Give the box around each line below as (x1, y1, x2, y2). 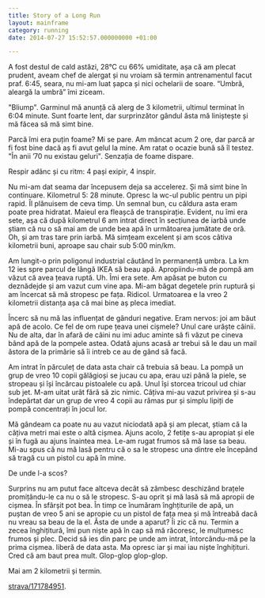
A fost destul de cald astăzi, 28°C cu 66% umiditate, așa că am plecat (8, 62, 236, 72)
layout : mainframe (8, 19, 69, 27)
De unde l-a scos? (8, 468, 68, 478)
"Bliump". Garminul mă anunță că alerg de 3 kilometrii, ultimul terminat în (8, 103, 245, 112)
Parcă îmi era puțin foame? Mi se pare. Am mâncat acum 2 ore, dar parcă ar (8, 135, 256, 145)
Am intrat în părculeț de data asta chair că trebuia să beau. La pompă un (8, 363, 244, 372)
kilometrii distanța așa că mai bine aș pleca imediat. (8, 298, 176, 308)
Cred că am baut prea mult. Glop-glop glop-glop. (8, 551, 168, 561)
